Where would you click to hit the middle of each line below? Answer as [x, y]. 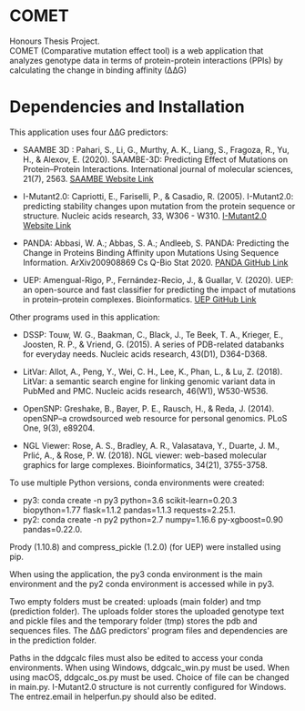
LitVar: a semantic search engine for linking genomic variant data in [149, 381]
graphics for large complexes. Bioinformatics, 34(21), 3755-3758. [145, 464]
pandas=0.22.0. [52, 529]
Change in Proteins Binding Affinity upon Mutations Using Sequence [151, 252]
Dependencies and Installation [127, 107]
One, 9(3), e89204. [59, 428]
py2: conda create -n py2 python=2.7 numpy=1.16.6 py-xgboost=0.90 [153, 519]
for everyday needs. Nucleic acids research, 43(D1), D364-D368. [145, 354]
